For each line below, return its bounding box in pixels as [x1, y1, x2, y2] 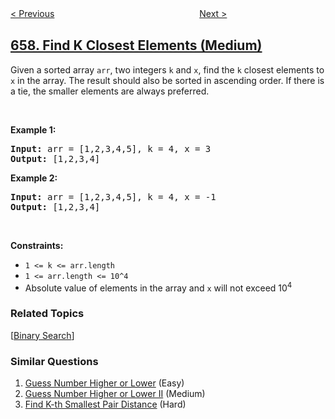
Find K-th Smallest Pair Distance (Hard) [24, 398, 187, 411]
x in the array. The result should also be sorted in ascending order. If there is [10, 74, 325, 86]
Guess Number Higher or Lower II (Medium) [24, 388, 206, 400]
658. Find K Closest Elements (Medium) [10, 37, 263, 54]
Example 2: [10, 172, 58, 184]
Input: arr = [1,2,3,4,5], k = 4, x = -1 [10, 191, 217, 202]
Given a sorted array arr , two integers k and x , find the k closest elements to [10, 63, 325, 76]
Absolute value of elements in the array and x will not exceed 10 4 [24, 280, 293, 294]
